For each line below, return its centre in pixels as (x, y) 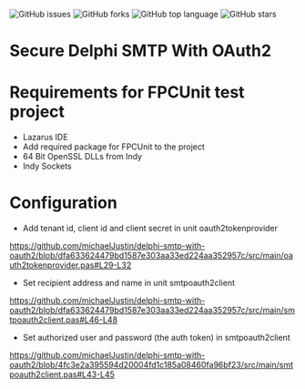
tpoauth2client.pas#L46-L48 (64, 320)
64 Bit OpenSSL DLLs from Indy (82, 157)
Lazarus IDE (45, 138)
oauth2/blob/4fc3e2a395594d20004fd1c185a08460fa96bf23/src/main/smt (152, 365)
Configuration (64, 203)
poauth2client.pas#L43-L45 (62, 374)
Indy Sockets (47, 166)
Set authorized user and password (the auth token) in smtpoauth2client (156, 338)
